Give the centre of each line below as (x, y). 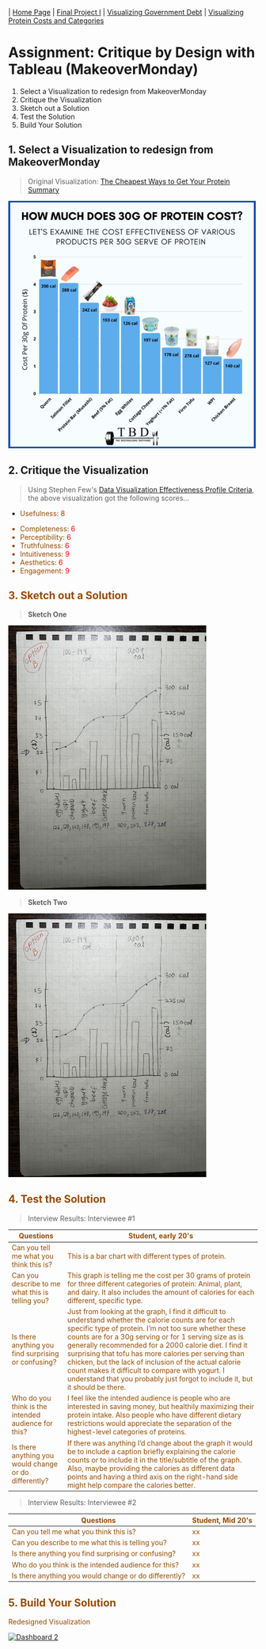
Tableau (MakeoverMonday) (103, 69)
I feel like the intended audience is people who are (149, 1398)
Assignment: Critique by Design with (132, 53)
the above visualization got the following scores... (108, 498)
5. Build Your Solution (62, 1603)
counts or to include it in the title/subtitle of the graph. (154, 1460)
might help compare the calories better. (131, 1485)
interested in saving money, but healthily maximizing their (161, 1407)
